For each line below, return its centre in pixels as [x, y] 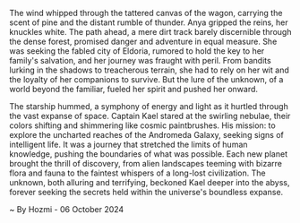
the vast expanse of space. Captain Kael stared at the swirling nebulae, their [150, 116]
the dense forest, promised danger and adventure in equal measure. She [143, 41]
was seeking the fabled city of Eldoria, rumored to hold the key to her [137, 51]
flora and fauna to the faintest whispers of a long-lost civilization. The [137, 173]
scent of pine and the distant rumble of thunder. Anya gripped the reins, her [149, 22]
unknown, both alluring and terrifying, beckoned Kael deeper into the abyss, [150, 182]
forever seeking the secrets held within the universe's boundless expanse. [146, 192]
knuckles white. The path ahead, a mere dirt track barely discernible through [150, 32]
